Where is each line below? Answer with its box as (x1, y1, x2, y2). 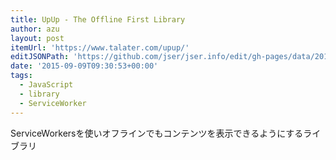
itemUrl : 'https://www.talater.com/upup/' (10, 42, 190, 53)
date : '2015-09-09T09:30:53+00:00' (10, 61, 159, 71)
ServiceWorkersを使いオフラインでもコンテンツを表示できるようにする (10, 127, 304, 139)
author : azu (10, 24, 60, 34)
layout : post (10, 33, 65, 43)
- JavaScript (19, 80, 74, 90)
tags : (10, 71, 33, 81)
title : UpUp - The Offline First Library (10, 14, 186, 25)
